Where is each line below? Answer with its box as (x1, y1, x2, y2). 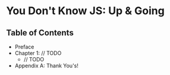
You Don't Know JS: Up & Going (6, 4, 165, 18)
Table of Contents (6, 28, 74, 38)
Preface (14, 43, 34, 50)
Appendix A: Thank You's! (14, 62, 78, 69)
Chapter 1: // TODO (14, 50, 62, 57)
